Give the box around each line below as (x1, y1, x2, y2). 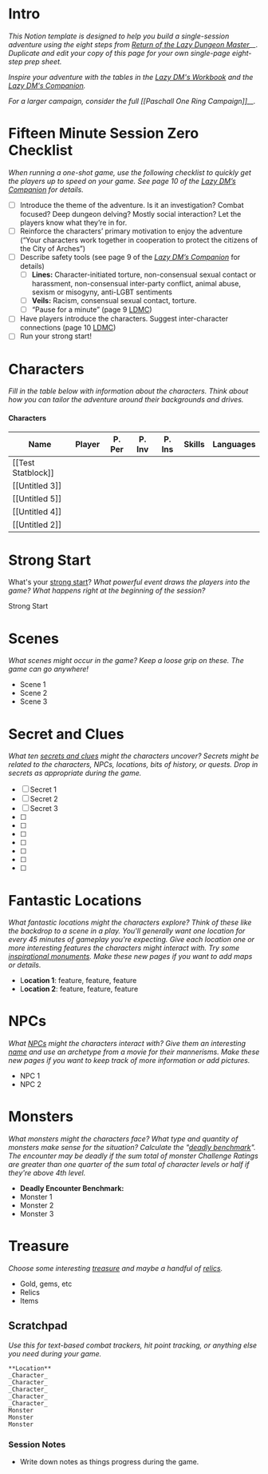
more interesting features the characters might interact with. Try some (8, 943, 240, 953)
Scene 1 (19, 680, 46, 689)
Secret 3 (30, 804, 58, 813)
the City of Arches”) (19, 244, 86, 253)
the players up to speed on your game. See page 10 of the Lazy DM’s (8, 176, 237, 186)
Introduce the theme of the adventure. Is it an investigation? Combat (19, 200, 244, 210)
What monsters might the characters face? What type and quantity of (8, 1134, 238, 1144)
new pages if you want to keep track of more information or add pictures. (8, 1056, 250, 1065)
